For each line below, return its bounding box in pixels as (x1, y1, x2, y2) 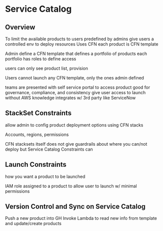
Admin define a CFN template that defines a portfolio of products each (5, 51, 147, 56)
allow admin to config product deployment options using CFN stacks (5, 122, 143, 128)
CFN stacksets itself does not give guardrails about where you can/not (5, 141, 148, 147)
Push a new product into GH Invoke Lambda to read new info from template (5, 215, 158, 221)
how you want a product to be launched (5, 173, 86, 180)
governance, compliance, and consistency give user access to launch (5, 90, 146, 95)
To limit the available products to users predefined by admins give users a (5, 36, 154, 42)
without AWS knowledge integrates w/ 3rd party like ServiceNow (5, 95, 136, 101)
